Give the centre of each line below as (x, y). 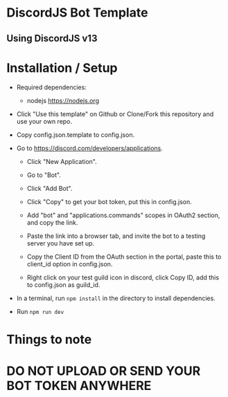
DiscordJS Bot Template (77, 13)
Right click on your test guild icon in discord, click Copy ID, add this (123, 277)
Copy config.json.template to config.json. (76, 135)
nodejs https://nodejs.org (63, 100)
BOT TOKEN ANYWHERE (79, 386)
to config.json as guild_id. (63, 284)
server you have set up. (61, 243)
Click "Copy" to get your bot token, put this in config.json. (109, 201)
